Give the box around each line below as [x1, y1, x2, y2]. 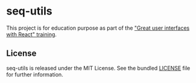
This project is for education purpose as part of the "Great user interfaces [6, 24, 190, 32]
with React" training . [6, 30, 57, 38]
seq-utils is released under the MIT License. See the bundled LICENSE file [6, 64, 191, 71]
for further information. [6, 71, 63, 78]
